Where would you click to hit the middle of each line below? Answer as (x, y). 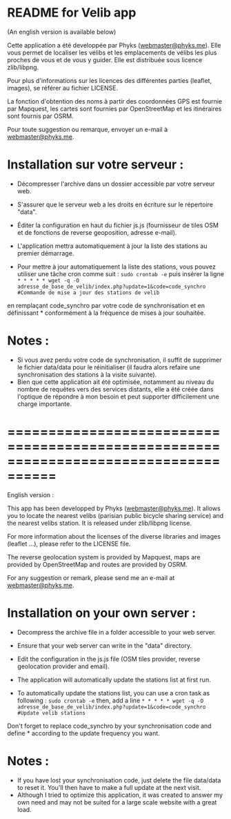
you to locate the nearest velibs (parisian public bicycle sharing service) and (115, 515)
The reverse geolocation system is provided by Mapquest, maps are (104, 557)
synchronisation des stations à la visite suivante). (87, 374)
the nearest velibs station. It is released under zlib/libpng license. (99, 523)
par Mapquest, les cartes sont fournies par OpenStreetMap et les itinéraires (114, 108)
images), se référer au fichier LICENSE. (63, 88)
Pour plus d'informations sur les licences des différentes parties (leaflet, (110, 80)
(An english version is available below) (62, 32)
